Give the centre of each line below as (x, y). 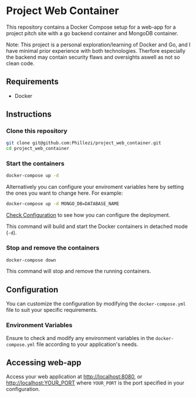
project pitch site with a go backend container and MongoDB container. (92, 33)
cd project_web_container (38, 149)
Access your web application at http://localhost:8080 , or (74, 377)
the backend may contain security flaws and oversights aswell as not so (93, 57)
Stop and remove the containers (53, 248)
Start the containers (35, 164)
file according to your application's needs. (87, 344)
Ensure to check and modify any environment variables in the (80, 338)
